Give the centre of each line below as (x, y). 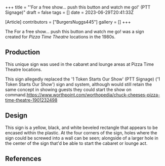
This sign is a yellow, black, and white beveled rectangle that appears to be (82, 127)
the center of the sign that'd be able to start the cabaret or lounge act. (76, 143)
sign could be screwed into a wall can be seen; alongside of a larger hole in (82, 138)
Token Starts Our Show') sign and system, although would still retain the (79, 84)
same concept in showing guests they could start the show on (68, 89)
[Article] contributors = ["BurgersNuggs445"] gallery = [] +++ (68, 22)
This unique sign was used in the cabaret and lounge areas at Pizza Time (80, 64)
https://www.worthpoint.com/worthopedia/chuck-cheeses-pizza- (93, 95)
